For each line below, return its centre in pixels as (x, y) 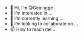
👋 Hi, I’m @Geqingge (31, 8)
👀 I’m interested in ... (31, 13)
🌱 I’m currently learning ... (37, 18)
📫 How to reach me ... (33, 29)
